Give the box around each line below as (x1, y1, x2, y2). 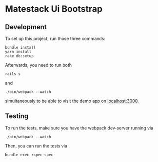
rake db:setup (5, 54, 34, 58)
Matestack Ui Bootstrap (5, 3, 103, 15)
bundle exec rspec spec (5, 152, 54, 157)
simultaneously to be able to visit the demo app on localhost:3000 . (5, 98, 139, 104)
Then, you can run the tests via (5, 143, 67, 149)
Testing (5, 112, 29, 120)
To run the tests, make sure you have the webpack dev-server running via (5, 125, 154, 131)
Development (5, 23, 47, 31)
